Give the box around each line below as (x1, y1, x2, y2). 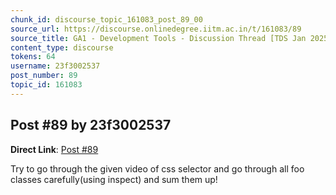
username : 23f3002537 (10, 61, 101, 71)
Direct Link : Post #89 (10, 143, 99, 155)
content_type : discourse (10, 42, 114, 53)
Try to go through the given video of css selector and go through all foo (10, 162, 305, 175)
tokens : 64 (10, 52, 56, 62)
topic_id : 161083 (10, 80, 83, 90)
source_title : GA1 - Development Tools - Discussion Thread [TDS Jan (10, 33, 307, 43)
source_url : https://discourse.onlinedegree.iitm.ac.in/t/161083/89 (10, 24, 302, 34)
